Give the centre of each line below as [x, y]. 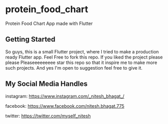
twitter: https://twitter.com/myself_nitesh [48, 116]
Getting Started [30, 39]
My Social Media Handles [46, 84]
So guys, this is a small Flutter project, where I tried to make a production [82, 51]
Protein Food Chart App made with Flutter [49, 23]
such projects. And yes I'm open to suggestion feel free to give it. [74, 68]
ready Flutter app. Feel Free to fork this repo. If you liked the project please [84, 57]
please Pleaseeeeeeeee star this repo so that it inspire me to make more [81, 63]
